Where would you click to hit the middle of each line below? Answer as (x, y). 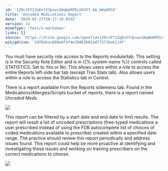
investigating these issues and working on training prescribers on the (76, 149)
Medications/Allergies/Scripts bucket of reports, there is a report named (79, 92)
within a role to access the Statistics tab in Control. (57, 77)
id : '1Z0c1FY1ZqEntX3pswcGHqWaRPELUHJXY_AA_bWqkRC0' (61, 10)
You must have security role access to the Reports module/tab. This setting (83, 56)
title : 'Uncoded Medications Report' (44, 14)
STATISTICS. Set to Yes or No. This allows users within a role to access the (82, 67)
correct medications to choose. (37, 154)
